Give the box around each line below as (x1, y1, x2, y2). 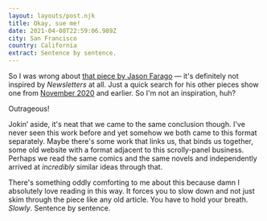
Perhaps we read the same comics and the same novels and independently (8, 153, 257, 163)
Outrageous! (8, 104, 50, 113)
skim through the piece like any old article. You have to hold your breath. (8, 194, 249, 204)
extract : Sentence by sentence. (8, 49, 117, 57)
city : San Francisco (8, 34, 78, 43)
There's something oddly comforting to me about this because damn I (8, 178, 240, 187)
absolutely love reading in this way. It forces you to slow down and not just (8, 186, 255, 195)
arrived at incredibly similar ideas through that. (8, 162, 163, 171)
